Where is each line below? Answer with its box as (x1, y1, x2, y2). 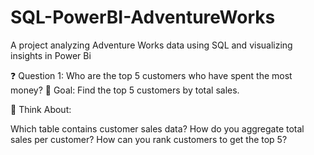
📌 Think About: (10, 103, 72, 115)
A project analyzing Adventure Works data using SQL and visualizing (10, 39, 293, 51)
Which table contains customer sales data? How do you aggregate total (10, 122, 305, 135)
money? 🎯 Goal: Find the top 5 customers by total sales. (10, 84, 240, 96)
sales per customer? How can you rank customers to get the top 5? (10, 133, 288, 145)
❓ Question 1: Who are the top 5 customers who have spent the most (10, 69, 293, 81)
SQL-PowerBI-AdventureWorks (10, 6, 276, 29)
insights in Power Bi (10, 49, 92, 61)
